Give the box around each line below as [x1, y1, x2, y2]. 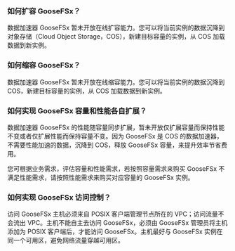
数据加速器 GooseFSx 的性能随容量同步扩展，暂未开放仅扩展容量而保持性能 [7, 123, 225, 131]
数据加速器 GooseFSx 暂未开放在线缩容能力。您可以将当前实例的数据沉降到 [7, 77, 225, 86]
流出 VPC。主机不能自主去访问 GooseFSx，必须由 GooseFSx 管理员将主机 [13, 219, 228, 227]
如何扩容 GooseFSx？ [7, 6, 81, 15]
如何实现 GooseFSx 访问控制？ [7, 192, 112, 202]
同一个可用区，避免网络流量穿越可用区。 [7, 236, 124, 245]
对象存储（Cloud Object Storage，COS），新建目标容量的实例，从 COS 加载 [7, 32, 226, 41]
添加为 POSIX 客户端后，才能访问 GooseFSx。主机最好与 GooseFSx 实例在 [7, 227, 223, 236]
